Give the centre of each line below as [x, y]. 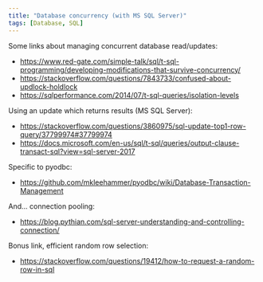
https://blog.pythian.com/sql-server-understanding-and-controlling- [132, 221]
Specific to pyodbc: [40, 166]
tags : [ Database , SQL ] [46, 23]
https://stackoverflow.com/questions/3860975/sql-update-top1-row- [133, 126]
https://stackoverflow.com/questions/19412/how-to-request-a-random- [137, 260]
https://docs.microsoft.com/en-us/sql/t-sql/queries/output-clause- [130, 143]
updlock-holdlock [49, 86]
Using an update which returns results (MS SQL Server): [100, 110]
